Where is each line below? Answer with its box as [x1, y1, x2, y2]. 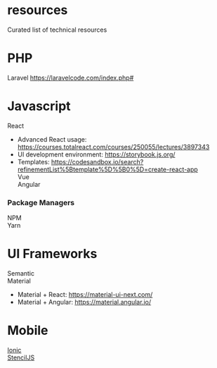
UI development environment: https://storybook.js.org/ [17, 150, 176, 159]
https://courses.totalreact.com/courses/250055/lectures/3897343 [17, 142, 210, 151]
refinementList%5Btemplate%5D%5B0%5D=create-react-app [17, 165, 198, 173]
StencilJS [7, 353, 35, 362]
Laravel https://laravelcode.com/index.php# [7, 73, 134, 82]
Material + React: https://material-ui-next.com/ [17, 290, 153, 299]
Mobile [7, 323, 48, 338]
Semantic [7, 269, 35, 278]
